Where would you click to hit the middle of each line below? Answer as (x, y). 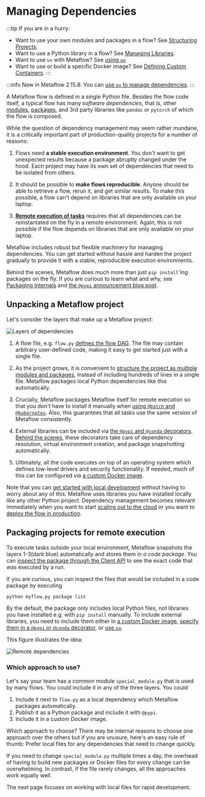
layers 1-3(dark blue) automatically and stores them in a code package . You (102, 554)
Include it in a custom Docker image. (61, 718)
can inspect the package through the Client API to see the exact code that (99, 560)
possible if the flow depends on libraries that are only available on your (104, 229)
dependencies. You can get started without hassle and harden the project (99, 253)
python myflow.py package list (46, 596)
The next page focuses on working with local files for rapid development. (99, 787)
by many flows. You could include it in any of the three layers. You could (97, 687)
